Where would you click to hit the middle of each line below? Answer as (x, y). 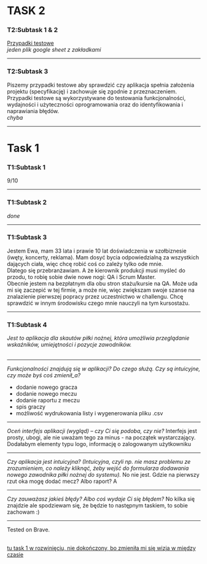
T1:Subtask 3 (27, 237)
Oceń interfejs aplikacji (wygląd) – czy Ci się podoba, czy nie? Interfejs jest (102, 431)
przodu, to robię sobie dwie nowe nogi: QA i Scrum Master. (81, 276)
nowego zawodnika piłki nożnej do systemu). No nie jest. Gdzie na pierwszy (103, 475)
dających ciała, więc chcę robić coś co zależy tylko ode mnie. (85, 264)
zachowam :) (23, 512)
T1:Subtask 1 (26, 167)
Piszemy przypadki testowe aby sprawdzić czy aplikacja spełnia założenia (101, 85)
